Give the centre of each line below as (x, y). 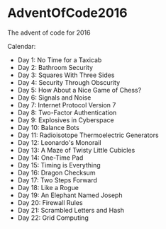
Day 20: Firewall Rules (50, 202)
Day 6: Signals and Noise (54, 98)
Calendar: (22, 46)
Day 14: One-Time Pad (50, 158)
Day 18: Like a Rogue (48, 187)
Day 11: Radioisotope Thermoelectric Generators (88, 135)
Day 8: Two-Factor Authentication (67, 112)
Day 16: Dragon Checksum (56, 172)
